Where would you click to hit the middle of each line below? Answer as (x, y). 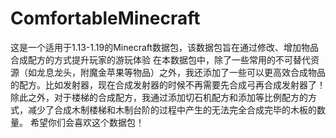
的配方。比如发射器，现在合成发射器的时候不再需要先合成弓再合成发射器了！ (168, 84)
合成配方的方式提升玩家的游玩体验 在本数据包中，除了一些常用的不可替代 (160, 59)
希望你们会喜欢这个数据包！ (87, 122)
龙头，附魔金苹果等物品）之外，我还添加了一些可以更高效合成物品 (189, 72)
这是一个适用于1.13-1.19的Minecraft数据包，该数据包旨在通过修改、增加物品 (165, 47)
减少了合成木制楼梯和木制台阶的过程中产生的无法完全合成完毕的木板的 (172, 109)
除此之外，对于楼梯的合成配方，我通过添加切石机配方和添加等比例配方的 (159, 97)
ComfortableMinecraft (105, 18)
